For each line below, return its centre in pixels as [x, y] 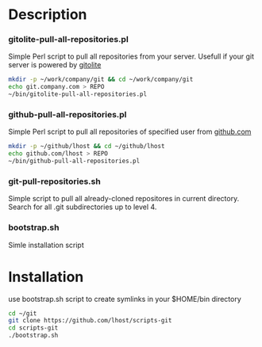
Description [48, 15]
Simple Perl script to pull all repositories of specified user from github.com [130, 132]
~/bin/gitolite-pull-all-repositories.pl [78, 94]
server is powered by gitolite [55, 65]
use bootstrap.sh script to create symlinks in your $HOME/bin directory [125, 299]
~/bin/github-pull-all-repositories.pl [74, 161]
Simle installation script [46, 245]
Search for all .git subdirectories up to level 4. [83, 207]
